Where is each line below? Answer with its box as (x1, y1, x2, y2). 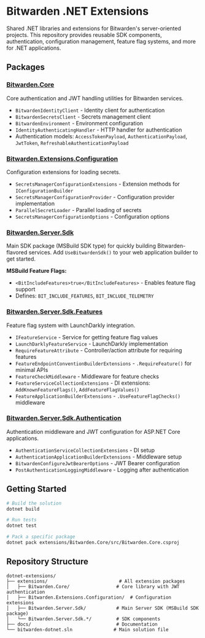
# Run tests (6, 517, 37, 523)
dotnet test (6, 522, 37, 529)
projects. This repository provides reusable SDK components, (6, 31, 162, 38)
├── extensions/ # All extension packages (6, 578, 185, 585)
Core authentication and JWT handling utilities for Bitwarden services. (6, 94, 184, 102)
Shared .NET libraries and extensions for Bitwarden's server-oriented (6, 25, 181, 32)
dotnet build (6, 506, 40, 512)
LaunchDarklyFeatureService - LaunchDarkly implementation (15, 340, 168, 347)
